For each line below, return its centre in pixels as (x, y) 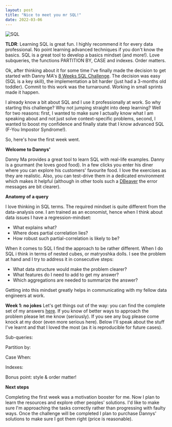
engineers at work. (25, 295)
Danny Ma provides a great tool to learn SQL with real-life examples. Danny (85, 159)
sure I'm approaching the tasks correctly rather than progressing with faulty (85, 408)
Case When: (18, 357)
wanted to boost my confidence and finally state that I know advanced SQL (85, 124)
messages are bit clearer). (33, 187)
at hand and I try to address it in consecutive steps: (60, 259)
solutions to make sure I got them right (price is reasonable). (69, 419)
